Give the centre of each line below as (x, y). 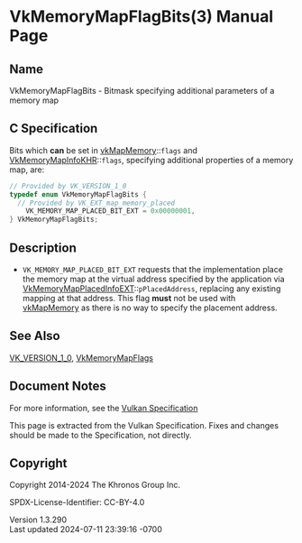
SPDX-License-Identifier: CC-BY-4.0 (77, 502)
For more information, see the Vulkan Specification (104, 408)
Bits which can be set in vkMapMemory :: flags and (104, 150)
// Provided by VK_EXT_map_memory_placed (96, 203)
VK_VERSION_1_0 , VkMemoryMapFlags (82, 357)
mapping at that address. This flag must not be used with (129, 298)
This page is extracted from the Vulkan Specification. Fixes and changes (144, 425)
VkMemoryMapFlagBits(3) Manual (142, 17)
